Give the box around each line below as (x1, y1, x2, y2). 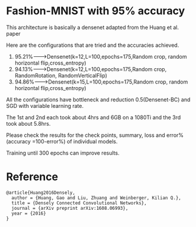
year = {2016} (11, 210, 46, 216)
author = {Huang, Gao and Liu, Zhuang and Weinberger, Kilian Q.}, (11, 194, 182, 201)
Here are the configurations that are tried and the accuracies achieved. (6, 41, 179, 49)
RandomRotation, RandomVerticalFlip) (14, 72, 108, 79)
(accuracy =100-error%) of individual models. (6, 138, 118, 145)
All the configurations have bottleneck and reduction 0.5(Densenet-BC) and (6, 96, 191, 103)
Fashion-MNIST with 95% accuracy (6, 4, 185, 18)
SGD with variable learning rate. (6, 102, 84, 109)
